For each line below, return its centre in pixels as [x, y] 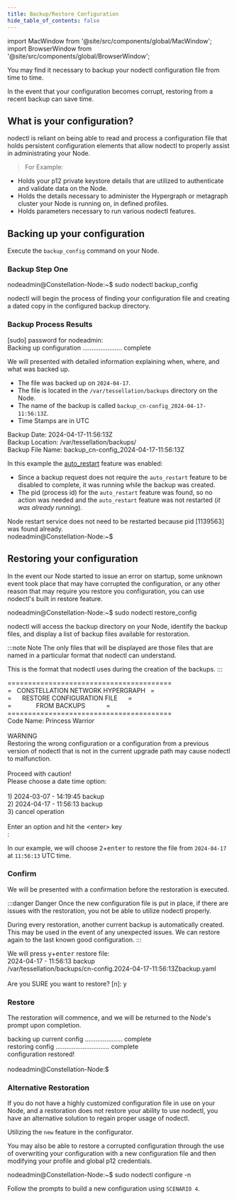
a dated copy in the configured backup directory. [79, 306]
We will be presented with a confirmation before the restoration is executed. [118, 889]
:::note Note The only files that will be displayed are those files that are [110, 647]
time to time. [26, 77]
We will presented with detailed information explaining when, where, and [114, 361]
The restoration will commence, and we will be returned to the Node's [109, 1018]
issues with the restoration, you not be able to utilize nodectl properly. [109, 911]
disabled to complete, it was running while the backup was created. [116, 484]
